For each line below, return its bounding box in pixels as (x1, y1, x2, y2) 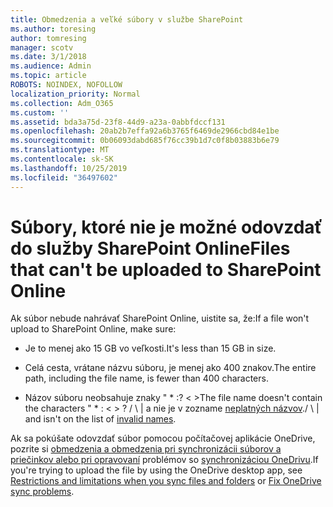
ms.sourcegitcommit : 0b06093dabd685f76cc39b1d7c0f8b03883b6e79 (10, 136, 280, 146)
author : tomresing (10, 33, 87, 43)
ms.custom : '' (10, 107, 70, 118)
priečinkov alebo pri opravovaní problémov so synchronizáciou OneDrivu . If (10, 454, 319, 466)
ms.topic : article (10, 71, 87, 81)
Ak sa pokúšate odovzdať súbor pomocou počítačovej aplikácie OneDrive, (10, 432, 316, 445)
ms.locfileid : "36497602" (10, 172, 118, 183)
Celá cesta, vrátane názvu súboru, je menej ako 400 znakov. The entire (24, 362, 317, 374)
